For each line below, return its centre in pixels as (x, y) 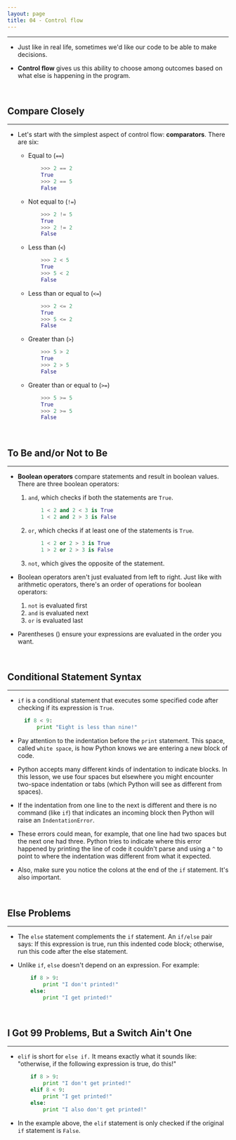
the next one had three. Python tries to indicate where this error (110, 841)
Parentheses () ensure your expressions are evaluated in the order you (119, 634)
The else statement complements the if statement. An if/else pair (115, 936)
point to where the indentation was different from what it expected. (114, 856)
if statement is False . (49, 1130)
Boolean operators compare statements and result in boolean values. (118, 477)
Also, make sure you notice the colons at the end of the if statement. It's (123, 870)
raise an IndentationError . (56, 820)
